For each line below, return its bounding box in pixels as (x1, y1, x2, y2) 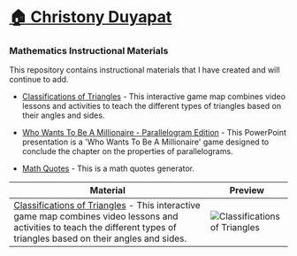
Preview (229, 184, 265, 197)
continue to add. (9, 74, 69, 85)
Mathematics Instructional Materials (9, 45, 169, 58)
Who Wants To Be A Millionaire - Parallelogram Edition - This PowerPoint (21, 128, 287, 138)
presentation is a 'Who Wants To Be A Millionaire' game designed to (21, 136, 270, 147)
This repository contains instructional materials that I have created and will (9, 65, 280, 75)
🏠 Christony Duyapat (9, 7, 172, 27)
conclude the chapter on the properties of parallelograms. (21, 146, 233, 157)
